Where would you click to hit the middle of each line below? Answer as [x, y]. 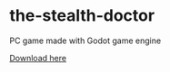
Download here [38, 58]
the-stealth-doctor [82, 16]
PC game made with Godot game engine [85, 40]
